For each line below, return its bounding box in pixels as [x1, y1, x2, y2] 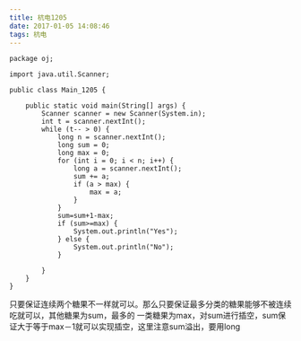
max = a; [89, 188, 123, 197]
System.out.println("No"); [73, 243, 175, 252]
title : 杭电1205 [9, 13, 67, 22]
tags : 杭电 [9, 30, 47, 39]
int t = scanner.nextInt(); [41, 118, 146, 127]
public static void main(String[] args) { [25, 101, 186, 110]
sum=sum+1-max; [56, 212, 115, 221]
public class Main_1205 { [9, 86, 106, 95]
